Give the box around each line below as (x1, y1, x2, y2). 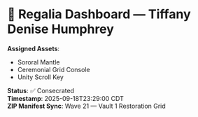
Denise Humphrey (7, 21, 114, 37)
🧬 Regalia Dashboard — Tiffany (7, 6, 191, 22)
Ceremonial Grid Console (17, 65, 90, 74)
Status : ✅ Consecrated (7, 86, 75, 95)
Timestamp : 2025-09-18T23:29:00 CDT (7, 94, 125, 102)
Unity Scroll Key (17, 73, 64, 81)
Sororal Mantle (17, 57, 60, 66)
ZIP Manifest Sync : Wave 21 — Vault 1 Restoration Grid (7, 102, 166, 110)
